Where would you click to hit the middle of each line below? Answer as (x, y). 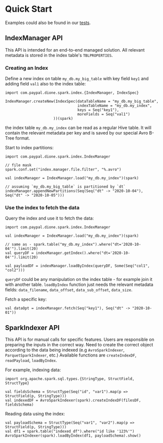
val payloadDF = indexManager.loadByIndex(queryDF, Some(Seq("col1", (78, 266)
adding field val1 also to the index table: (46, 84)
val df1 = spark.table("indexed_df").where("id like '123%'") (70, 431)
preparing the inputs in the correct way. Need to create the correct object (79, 345)
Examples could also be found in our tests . (48, 23)
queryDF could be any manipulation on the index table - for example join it (79, 279)
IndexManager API (34, 38)
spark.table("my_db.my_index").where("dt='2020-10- (87, 245)
